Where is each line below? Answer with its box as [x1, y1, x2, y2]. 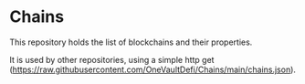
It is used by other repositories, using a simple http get [9, 54, 215, 65]
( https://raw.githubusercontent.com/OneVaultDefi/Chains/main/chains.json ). [9, 64, 297, 75]
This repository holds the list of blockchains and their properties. [9, 37, 253, 47]
